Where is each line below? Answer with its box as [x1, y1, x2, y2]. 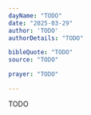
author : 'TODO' [8, 26, 59, 34]
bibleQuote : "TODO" [8, 49, 73, 57]
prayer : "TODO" [8, 70, 59, 78]
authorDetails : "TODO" [8, 34, 84, 42]
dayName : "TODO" [8, 11, 62, 20]
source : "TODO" [8, 56, 59, 64]
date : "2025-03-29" [8, 19, 73, 27]
